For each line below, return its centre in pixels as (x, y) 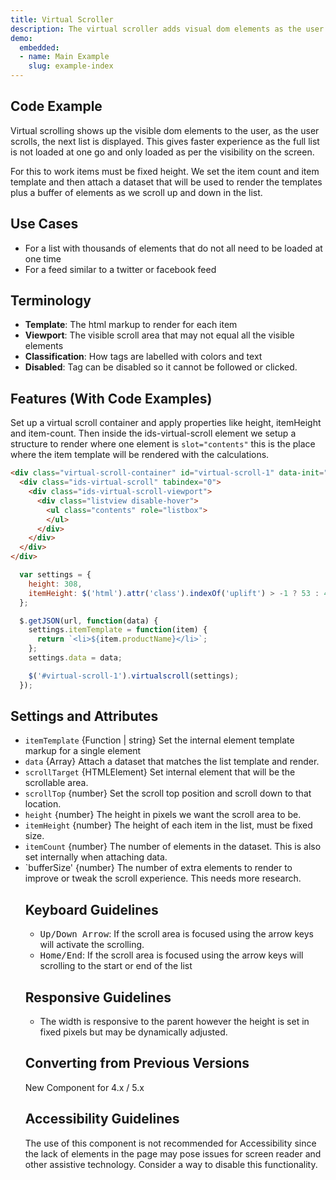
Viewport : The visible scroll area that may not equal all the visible (159, 335)
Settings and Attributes (84, 716)
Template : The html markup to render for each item (131, 325)
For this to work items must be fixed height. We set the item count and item (165, 171)
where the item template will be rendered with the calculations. (140, 455)
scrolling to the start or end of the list (116, 966)
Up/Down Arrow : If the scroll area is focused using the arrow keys (176, 934)
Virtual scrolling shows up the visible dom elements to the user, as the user (165, 130)
